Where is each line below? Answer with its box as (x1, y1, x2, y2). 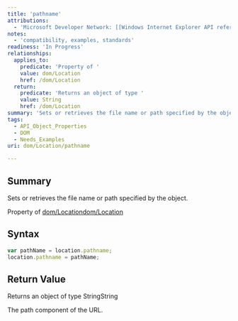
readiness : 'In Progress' (7, 43, 84, 50)
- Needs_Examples (13, 136, 65, 143)
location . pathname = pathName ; (7, 254, 100, 261)
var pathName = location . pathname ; (7, 246, 113, 254)
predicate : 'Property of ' (20, 63, 100, 70)
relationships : (7, 50, 52, 58)
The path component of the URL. (7, 306, 103, 315)
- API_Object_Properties (13, 122, 87, 130)
